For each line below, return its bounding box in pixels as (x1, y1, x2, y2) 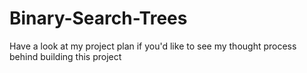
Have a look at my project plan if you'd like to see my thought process (9, 40, 297, 52)
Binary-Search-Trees (9, 7, 188, 30)
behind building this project (9, 50, 122, 62)
